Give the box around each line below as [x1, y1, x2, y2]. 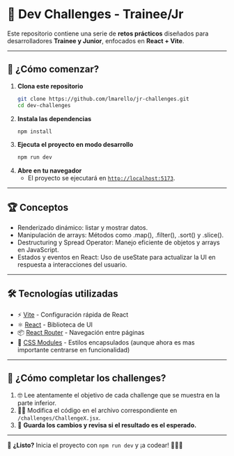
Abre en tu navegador [17, 166, 82, 175]
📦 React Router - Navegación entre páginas [17, 328, 145, 336]
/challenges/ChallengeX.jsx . [17, 414, 101, 422]
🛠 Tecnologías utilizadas [7, 288, 118, 300]
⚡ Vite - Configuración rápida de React [17, 310, 129, 319]
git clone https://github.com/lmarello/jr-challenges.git [17, 95, 189, 102]
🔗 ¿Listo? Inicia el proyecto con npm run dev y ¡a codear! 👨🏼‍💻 [7, 441, 183, 449]
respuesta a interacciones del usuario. [17, 260, 127, 269]
